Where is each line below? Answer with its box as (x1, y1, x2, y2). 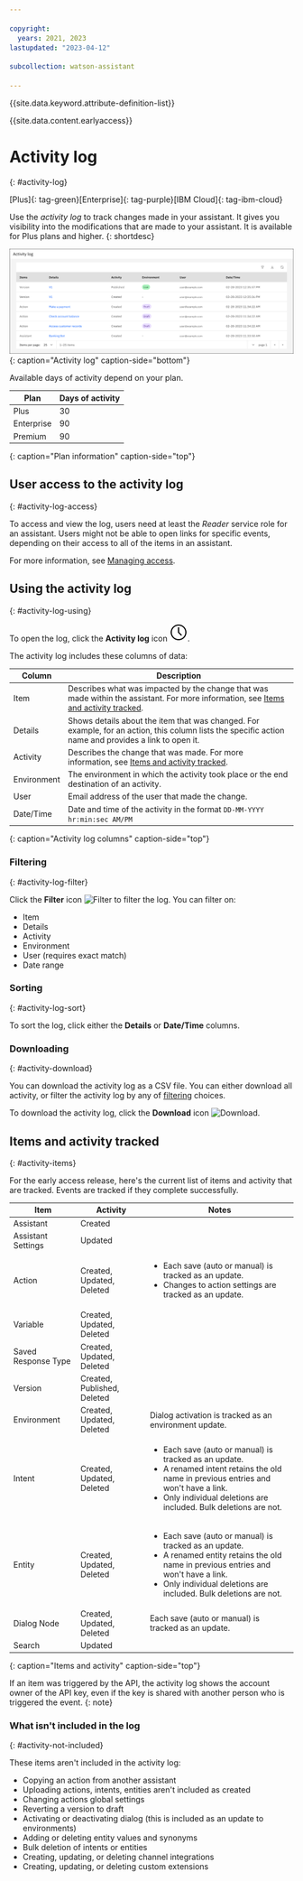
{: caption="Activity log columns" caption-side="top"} (9, 833, 210, 844)
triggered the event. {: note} (9, 1697, 113, 1708)
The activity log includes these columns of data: (9, 650, 188, 661)
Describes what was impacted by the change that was (67, 683, 269, 694)
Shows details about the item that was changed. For (67, 715, 260, 726)
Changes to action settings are (162, 1280, 277, 1291)
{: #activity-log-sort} (9, 1002, 87, 1013)
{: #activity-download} (9, 1063, 93, 1074)
